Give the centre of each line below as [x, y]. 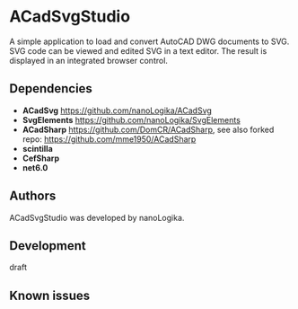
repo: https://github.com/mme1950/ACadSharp [109, 139]
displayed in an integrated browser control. [89, 60]
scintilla [38, 148]
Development [48, 246]
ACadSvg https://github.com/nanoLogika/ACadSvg [117, 110]
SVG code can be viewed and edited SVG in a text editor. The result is [138, 50]
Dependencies [51, 88]
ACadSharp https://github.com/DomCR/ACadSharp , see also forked [148, 129]
